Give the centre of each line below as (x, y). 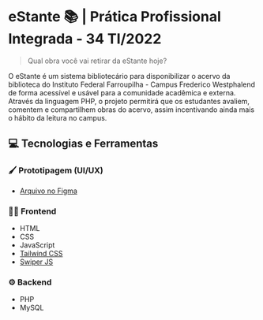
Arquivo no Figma (48, 191)
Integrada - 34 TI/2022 (85, 39)
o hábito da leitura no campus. (58, 117)
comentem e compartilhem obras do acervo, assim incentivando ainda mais (131, 110)
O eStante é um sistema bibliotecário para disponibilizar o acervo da (119, 76)
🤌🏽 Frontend (32, 211)
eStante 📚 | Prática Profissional (115, 17)
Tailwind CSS (41, 253)
